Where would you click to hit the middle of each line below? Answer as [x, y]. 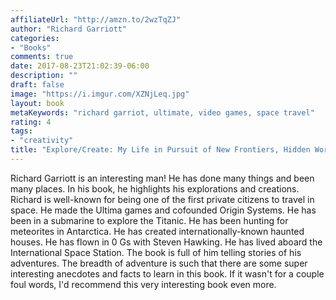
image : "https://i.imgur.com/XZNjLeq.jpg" [100, 94]
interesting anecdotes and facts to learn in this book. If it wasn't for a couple [167, 273]
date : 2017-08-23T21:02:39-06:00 [80, 66]
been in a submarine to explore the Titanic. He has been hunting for [149, 220]
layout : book [37, 103]
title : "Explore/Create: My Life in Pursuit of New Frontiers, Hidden [160, 150]
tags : [21, 131]
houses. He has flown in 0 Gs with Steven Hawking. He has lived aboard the [166, 242]
